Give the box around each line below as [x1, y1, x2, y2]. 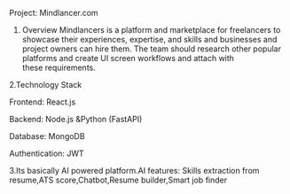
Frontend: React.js [9, 97, 76, 107]
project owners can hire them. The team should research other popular [21, 43, 282, 54]
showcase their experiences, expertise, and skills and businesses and [21, 35, 278, 44]
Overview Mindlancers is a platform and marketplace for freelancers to [21, 25, 281, 35]
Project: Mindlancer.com [9, 8, 99, 18]
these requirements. [21, 62, 96, 73]
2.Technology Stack [9, 80, 82, 89]
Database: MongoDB [9, 131, 86, 141]
